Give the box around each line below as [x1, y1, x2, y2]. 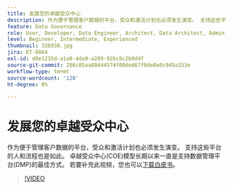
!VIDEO [24, 174, 45, 183]
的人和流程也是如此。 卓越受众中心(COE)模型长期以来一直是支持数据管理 [7, 152, 215, 160]
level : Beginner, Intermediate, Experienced [7, 36, 138, 43]
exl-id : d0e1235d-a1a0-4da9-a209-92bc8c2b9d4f [7, 55, 144, 62]
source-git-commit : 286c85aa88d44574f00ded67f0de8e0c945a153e [7, 62, 191, 69]
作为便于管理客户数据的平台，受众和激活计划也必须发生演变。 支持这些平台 [7, 143, 222, 152]
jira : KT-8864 [7, 49, 49, 56]
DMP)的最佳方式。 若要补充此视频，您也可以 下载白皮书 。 [15, 161, 179, 169]
